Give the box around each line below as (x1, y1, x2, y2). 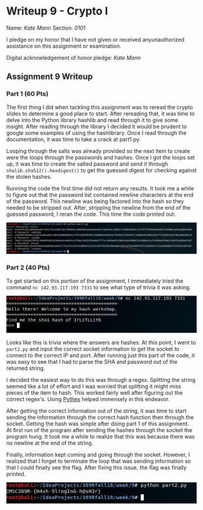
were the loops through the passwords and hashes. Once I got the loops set (6, 153, 195, 161)
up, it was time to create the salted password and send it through (6, 160, 168, 167)
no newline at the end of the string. (6, 439, 94, 447)
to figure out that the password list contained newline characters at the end (6, 191, 194, 198)
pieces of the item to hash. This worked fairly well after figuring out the (6, 389, 183, 396)
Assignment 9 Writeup (6, 71, 93, 82)
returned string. (6, 364, 45, 372)
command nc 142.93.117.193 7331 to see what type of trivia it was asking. (6, 283, 192, 291)
